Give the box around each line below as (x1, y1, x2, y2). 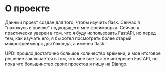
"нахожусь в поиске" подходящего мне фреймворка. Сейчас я (5, 24, 140, 30)
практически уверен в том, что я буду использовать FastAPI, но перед (5, 30, 156, 36)
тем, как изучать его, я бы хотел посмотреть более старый (5, 35, 132, 41)
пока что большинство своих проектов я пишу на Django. (5, 61, 128, 67)
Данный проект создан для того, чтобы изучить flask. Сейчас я (5, 19, 140, 25)
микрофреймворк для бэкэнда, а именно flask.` (5, 40, 107, 46)
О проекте (5, 3, 50, 14)
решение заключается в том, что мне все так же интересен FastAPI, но (5, 55, 158, 61)
